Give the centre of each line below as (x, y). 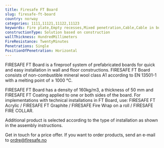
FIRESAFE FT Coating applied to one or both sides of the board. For (73, 95)
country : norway (21, 19)
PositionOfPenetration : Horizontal (41, 50)
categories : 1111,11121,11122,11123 (42, 23)
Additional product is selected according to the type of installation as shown (82, 120)
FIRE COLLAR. (19, 110)
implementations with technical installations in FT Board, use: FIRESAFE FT (80, 100)
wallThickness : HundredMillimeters (41, 37)
